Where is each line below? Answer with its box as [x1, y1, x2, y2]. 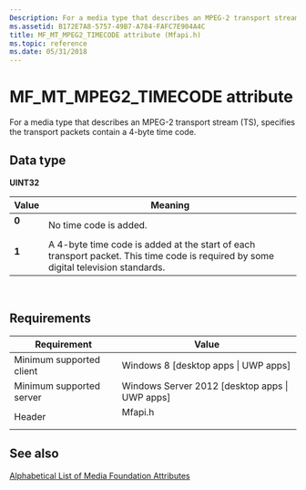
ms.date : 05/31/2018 [9, 47, 88, 57]
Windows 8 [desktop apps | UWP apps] [121, 359, 291, 371]
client [14, 364, 38, 377]
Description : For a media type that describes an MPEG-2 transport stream [9, 13, 300, 23]
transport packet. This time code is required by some [48, 249, 275, 262]
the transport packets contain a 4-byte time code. [9, 127, 197, 138]
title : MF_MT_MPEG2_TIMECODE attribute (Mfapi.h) [9, 30, 202, 39]
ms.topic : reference [9, 38, 88, 48]
